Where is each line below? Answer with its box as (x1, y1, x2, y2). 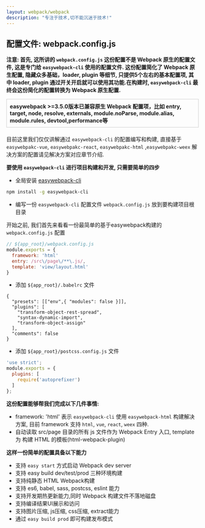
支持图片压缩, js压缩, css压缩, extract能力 (15, 507, 120, 515)
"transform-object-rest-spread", (17, 309, 103, 316)
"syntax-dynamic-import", (17, 315, 84, 321)
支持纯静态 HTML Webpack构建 (15, 477, 95, 484)
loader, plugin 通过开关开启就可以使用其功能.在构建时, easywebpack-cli (13, 79, 192, 86)
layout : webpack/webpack (6, 9, 70, 15)
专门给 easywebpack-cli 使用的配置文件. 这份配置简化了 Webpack (25, 63, 189, 71)
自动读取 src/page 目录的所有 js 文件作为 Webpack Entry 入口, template (15, 428, 195, 435)
